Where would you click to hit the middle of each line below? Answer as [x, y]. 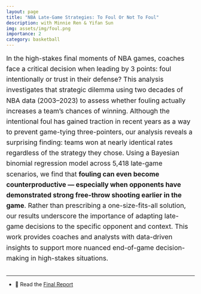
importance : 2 [24, 34]
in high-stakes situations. [70, 258]
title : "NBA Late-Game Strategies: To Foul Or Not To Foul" [83, 17]
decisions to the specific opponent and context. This [107, 226]
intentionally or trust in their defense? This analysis [85, 79]
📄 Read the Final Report [44, 284]
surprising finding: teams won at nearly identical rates [90, 143]
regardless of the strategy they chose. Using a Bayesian [93, 153]
